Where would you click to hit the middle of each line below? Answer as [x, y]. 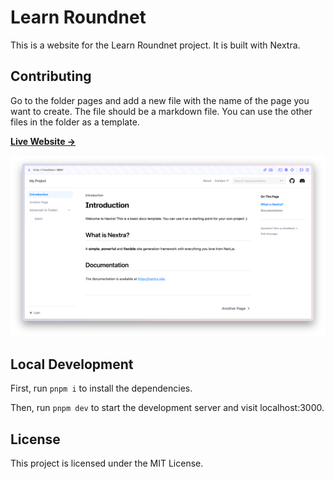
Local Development [72, 364]
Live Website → [43, 141]
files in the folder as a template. [75, 122]
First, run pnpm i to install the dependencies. [101, 388]
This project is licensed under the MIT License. [107, 463]
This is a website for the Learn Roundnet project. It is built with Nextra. [155, 45]
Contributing [51, 76]
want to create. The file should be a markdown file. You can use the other [161, 111]
